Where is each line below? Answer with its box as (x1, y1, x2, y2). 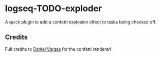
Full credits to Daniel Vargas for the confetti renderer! (5, 46, 112, 52)
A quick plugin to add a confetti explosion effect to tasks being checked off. (5, 19, 157, 25)
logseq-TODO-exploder (5, 3, 102, 14)
